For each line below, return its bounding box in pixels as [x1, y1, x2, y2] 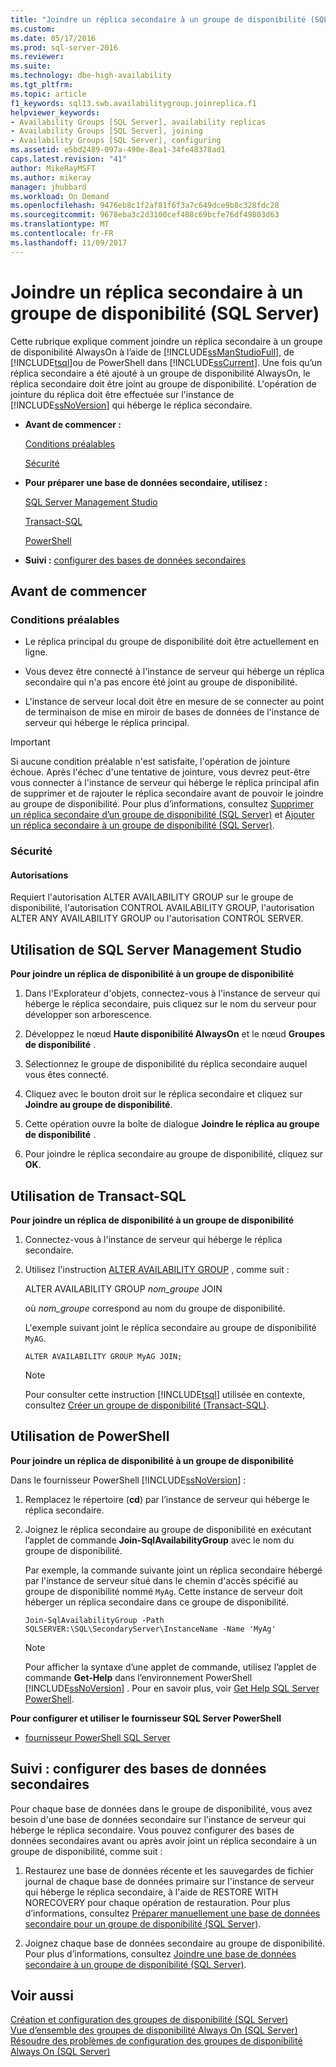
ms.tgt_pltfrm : [10, 80, 74, 90]
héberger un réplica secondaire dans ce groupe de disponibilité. [24, 1596, 290, 1608]
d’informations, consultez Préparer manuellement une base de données [24, 1907, 321, 1919]
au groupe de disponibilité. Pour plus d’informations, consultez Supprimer [10, 798, 314, 810]
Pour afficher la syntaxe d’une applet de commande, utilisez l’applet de [24, 1661, 317, 1673]
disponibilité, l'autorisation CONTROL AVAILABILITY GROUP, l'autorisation [10, 902, 315, 914]
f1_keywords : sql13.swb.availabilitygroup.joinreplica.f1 [10, 98, 257, 108]
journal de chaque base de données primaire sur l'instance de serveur [24, 1875, 315, 1887]
